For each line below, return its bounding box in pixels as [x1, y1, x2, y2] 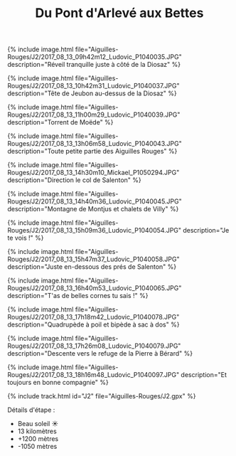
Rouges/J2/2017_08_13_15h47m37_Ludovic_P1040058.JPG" [7, 255, 180, 264]
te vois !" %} [7, 233, 44, 243]
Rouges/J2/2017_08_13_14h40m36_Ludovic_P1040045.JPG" [7, 197, 183, 206]
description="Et [181, 371, 227, 379]
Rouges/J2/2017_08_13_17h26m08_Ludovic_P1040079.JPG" [7, 341, 181, 350]
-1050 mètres [17, 442, 58, 451]
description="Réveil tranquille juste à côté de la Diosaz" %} [7, 60, 181, 69]
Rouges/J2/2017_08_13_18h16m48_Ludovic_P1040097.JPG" [7, 371, 180, 379]
